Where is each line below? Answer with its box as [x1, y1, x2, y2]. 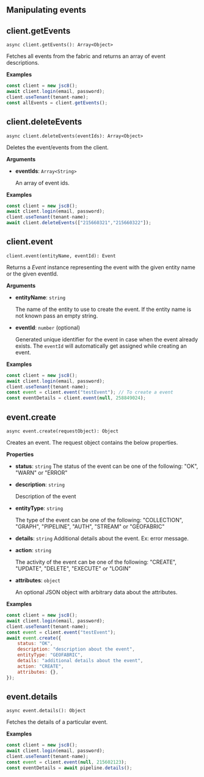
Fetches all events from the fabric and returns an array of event [6, 53, 166, 60]
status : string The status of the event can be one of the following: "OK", [15, 462, 199, 470]
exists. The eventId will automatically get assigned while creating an [15, 342, 188, 349]
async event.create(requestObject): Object [6, 428, 119, 434]
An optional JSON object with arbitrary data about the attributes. [15, 589, 178, 596]
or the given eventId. [6, 270, 59, 277]
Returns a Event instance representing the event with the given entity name [6, 263, 195, 271]
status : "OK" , [17, 641, 53, 647]
